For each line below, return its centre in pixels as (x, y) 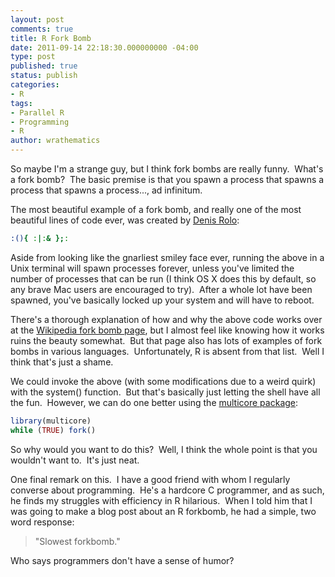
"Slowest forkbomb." (77, 541)
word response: (42, 522)
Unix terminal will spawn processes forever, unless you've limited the (152, 268)
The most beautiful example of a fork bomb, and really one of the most (156, 209)
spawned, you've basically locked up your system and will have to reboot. (162, 300)
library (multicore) (51, 421)
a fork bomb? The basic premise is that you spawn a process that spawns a (167, 179)
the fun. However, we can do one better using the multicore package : (154, 402)
